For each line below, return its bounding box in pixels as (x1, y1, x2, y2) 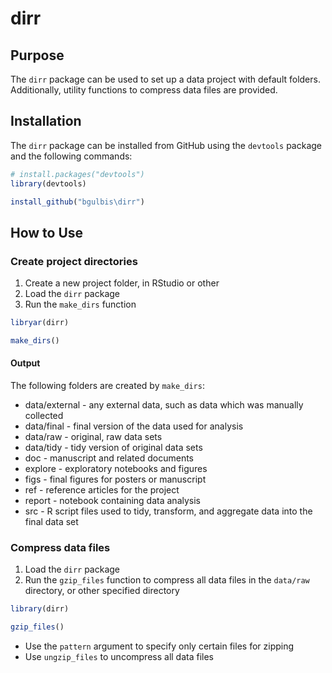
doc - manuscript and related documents (24, 452, 195, 464)
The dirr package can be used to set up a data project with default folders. (10, 73, 321, 85)
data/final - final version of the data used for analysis (24, 420, 244, 432)
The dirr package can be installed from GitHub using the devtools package (10, 139, 323, 151)
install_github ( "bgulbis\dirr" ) (10, 197, 145, 207)
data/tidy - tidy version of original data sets (24, 442, 203, 454)
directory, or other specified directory (24, 585, 180, 597)
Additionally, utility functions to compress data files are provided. (10, 84, 278, 96)
